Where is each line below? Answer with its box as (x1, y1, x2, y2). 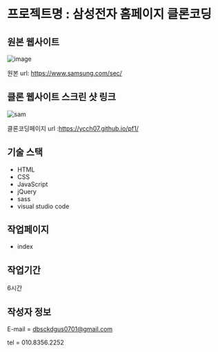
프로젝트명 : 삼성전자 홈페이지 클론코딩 (7, 6, 212, 22)
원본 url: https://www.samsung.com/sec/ (7, 69, 123, 77)
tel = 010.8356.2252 (7, 338, 64, 346)
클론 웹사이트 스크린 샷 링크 (7, 91, 116, 103)
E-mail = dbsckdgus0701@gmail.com (7, 325, 113, 333)
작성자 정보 (7, 306, 52, 318)
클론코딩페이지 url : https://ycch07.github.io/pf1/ (7, 124, 139, 132)
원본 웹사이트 (7, 36, 60, 48)
